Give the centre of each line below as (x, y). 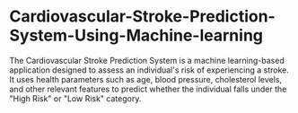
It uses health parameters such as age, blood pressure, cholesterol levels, (146, 79)
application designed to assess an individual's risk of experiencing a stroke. (149, 70)
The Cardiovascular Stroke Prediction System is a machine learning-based (147, 60)
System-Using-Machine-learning (136, 35)
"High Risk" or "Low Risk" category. (75, 98)
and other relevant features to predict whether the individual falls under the (148, 89)
